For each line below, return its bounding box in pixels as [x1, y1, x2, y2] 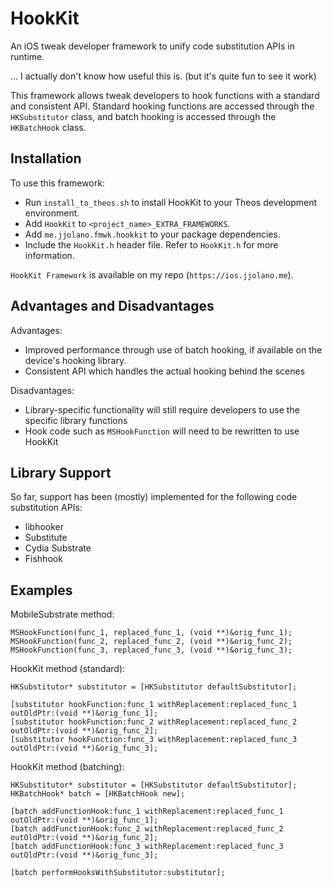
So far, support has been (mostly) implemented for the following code [10, 491, 298, 503]
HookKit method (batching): [10, 761, 125, 773]
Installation [10, 150, 82, 167]
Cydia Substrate [24, 542, 92, 554]
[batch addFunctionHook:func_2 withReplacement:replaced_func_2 [10, 824, 284, 834]
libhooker [24, 521, 65, 533]
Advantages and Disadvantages [10, 298, 215, 315]
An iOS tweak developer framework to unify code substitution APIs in [10, 40, 295, 52]
